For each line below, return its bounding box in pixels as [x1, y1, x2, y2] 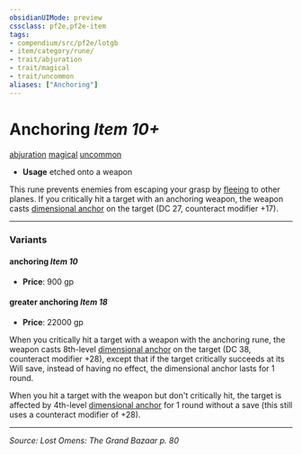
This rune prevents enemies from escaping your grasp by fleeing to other [9, 184, 280, 195]
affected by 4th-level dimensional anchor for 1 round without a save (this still [9, 399, 293, 410]
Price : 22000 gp [22, 316, 84, 327]
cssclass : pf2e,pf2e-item [9, 22, 106, 31]
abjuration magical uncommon [9, 149, 122, 159]
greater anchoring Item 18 [9, 296, 108, 307]
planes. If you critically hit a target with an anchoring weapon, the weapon [9, 193, 284, 204]
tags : [9, 30, 30, 39]
